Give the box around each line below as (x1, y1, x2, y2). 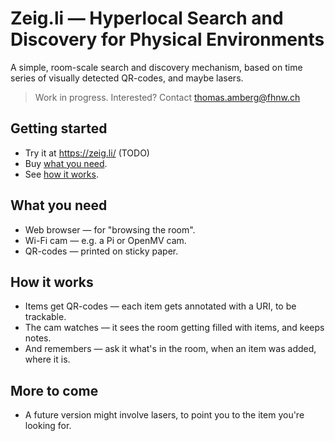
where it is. (24, 353, 71, 366)
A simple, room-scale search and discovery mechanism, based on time (10, 61, 303, 73)
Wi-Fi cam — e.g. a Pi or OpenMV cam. (24, 234, 187, 246)
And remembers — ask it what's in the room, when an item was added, (24, 343, 317, 355)
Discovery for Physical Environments (10, 28, 325, 51)
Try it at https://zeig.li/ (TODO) (24, 147, 150, 159)
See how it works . (24, 168, 99, 180)
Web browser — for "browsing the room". (24, 223, 196, 236)
